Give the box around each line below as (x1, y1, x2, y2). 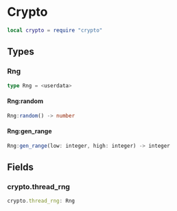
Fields (7, 161, 34, 173)
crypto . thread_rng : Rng (7, 197, 75, 205)
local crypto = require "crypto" (7, 27, 103, 34)
